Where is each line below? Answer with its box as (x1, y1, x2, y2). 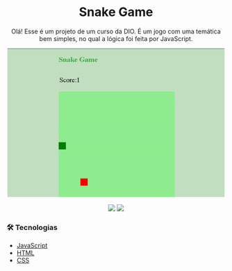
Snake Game (78, 4, 154, 20)
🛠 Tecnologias (6, 223, 58, 233)
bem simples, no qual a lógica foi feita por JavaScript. (39, 34, 193, 42)
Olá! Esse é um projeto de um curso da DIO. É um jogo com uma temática (10, 27, 221, 35)
